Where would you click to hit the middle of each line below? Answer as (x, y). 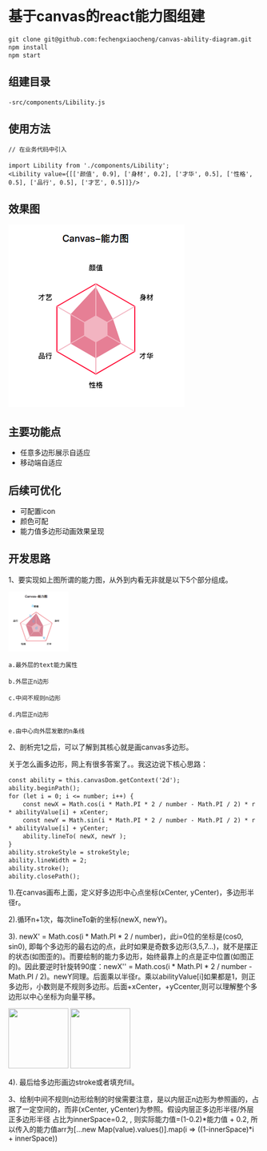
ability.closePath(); (44, 876)
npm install (28, 47)
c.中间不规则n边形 (35, 698)
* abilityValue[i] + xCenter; (59, 812)
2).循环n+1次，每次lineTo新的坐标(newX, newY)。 (90, 919)
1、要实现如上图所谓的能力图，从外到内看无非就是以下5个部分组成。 (120, 580)
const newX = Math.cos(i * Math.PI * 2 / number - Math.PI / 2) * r (139, 804)
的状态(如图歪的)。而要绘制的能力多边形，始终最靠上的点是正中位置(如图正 (131, 956)
